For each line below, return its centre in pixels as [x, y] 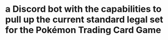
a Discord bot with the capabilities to [83, 9]
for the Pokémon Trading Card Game [83, 30]
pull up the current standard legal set [84, 20]
